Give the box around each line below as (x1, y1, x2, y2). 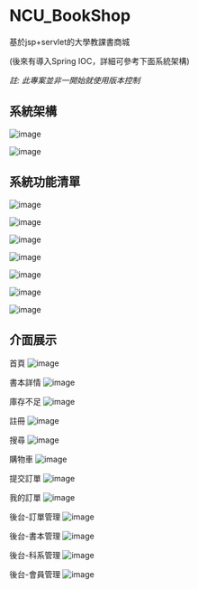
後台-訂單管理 (9, 511, 61, 522)
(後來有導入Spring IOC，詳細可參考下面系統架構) (9, 55, 191, 66)
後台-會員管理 (9, 569, 61, 580)
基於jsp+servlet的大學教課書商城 (9, 36, 130, 47)
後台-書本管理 (9, 530, 61, 542)
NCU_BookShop (9, 5, 131, 26)
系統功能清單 (9, 174, 81, 190)
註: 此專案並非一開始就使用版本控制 (9, 74, 140, 86)
